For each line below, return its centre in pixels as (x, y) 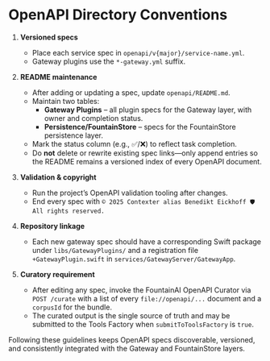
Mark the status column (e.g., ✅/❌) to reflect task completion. (135, 143)
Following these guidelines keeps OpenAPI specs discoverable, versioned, (132, 339)
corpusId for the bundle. (72, 307)
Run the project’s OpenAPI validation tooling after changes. (130, 193)
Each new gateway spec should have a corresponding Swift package (147, 241)
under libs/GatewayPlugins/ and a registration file (115, 250)
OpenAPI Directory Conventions (118, 15)
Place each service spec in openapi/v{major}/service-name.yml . (138, 52)
